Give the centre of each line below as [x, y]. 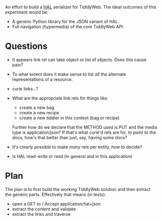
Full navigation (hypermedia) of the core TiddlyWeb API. [68, 27]
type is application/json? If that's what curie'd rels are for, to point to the [84, 132]
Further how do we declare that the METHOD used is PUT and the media [85, 127]
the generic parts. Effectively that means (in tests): [56, 194]
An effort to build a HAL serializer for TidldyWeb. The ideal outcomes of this [81, 7]
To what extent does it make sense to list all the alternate [69, 74]
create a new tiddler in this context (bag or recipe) [69, 118]
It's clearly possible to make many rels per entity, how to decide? [77, 147]
